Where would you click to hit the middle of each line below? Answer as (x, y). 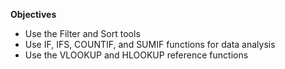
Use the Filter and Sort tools (82, 33)
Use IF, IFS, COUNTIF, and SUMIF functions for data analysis (150, 44)
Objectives (33, 14)
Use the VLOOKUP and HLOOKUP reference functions (136, 55)
